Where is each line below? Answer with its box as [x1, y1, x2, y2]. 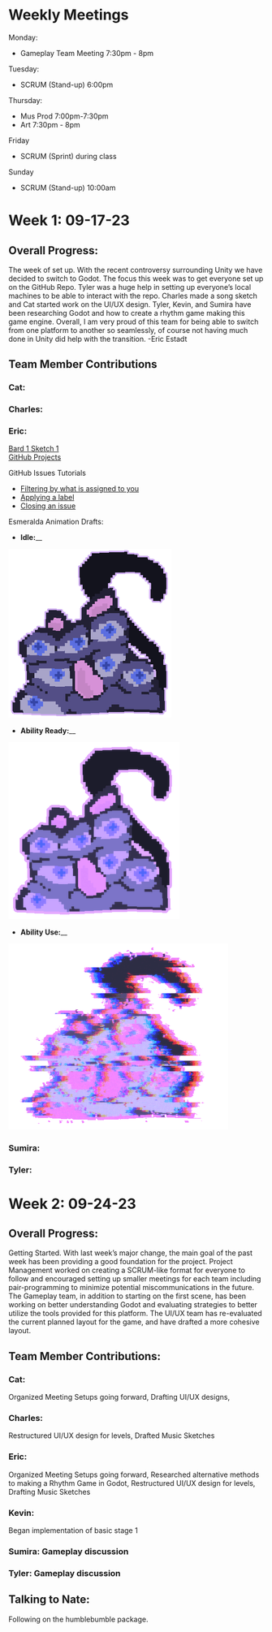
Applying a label [19, 493, 75, 503]
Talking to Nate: [8, 1593, 91, 1607]
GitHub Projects [8, 452, 62, 462]
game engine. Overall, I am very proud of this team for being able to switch [8, 317, 259, 326]
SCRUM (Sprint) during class [19, 151, 117, 161]
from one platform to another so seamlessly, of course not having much [8, 325, 248, 335]
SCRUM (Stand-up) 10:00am [19, 183, 116, 192]
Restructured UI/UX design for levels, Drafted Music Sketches [8, 1431, 215, 1440]
